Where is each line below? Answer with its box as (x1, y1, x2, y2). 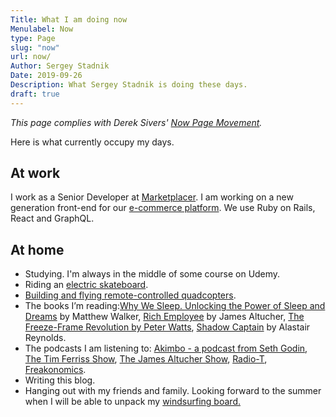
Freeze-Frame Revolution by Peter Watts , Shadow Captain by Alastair (24, 321, 311, 333)
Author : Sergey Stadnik (10, 61, 110, 71)
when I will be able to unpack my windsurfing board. (24, 396, 241, 408)
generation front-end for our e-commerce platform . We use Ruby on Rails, (10, 202, 316, 214)
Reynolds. (24, 332, 67, 344)
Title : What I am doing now (10, 14, 128, 25)
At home (10, 241, 65, 258)
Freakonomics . (24, 364, 87, 376)
